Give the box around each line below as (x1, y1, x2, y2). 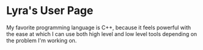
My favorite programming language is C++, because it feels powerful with (6, 24, 191, 31)
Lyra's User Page (6, 4, 94, 18)
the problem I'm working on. (6, 37, 77, 44)
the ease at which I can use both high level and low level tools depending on (6, 30, 198, 37)
